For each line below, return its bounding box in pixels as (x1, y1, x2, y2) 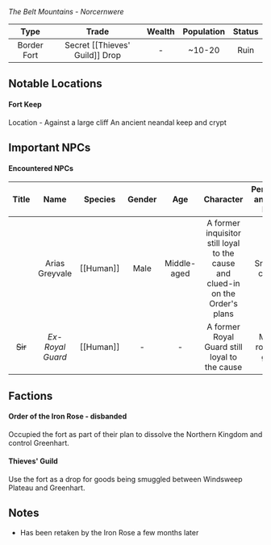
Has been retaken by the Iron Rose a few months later (19, 527, 199, 537)
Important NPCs (8, 140, 91, 154)
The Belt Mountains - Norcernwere (8, 7, 124, 16)
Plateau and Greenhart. (8, 483, 85, 493)
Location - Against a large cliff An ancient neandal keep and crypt (8, 117, 227, 127)
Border (17, 40, 44, 51)
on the (211, 288, 236, 299)
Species (83, 193, 116, 205)
